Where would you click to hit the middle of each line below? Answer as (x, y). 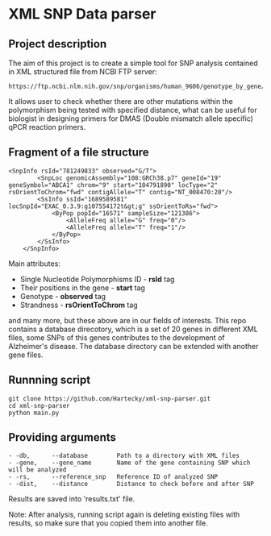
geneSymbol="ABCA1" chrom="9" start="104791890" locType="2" (113, 185)
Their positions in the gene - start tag (82, 288)
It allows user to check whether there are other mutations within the (121, 101)
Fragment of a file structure (79, 153)
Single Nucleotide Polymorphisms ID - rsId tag (97, 279)
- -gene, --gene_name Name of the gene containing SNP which (129, 463)
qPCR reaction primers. (47, 127)
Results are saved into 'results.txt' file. (72, 499)
